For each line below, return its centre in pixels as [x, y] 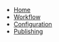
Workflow [27, 17]
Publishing [28, 31]
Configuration [33, 24]
